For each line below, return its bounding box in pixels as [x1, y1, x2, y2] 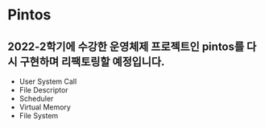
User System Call [19, 76, 77, 86]
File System [19, 111, 59, 120]
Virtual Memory [19, 102, 72, 112]
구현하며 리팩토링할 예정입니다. [19, 55, 165, 68]
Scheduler [19, 94, 54, 103]
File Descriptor [19, 85, 69, 94]
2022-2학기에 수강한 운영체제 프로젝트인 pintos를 [7, 39, 245, 53]
